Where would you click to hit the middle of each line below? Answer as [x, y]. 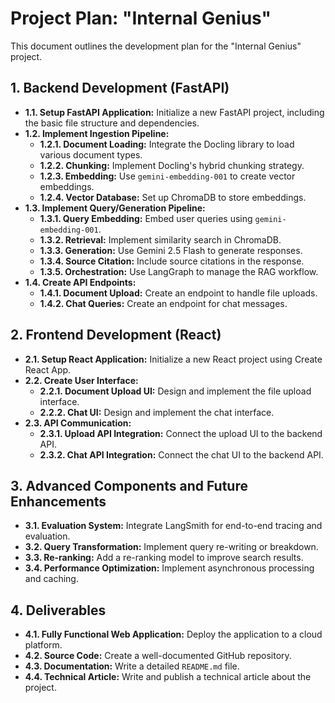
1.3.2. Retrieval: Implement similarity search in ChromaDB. [160, 239]
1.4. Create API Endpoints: [80, 282]
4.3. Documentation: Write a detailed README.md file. [132, 666]
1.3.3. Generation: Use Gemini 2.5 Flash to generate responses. [171, 250]
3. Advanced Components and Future [129, 485]
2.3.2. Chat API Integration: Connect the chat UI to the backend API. [181, 454]
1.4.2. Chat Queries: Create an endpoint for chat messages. [163, 303]
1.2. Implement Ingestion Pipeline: [97, 133]
